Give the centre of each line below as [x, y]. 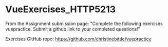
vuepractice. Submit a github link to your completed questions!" [73, 29]
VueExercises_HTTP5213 [61, 9]
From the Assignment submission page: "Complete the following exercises [84, 24]
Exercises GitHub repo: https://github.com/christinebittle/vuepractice [78, 39]
